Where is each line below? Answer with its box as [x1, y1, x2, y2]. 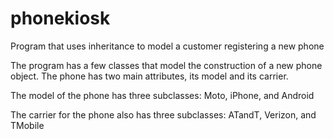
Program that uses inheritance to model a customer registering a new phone [10, 40, 325, 52]
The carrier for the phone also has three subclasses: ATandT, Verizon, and [10, 108, 317, 121]
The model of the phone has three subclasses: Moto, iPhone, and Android [10, 89, 315, 101]
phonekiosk [10, 7, 111, 30]
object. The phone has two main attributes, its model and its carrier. [10, 70, 289, 82]
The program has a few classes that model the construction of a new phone [10, 59, 323, 71]
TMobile [10, 119, 45, 131]
